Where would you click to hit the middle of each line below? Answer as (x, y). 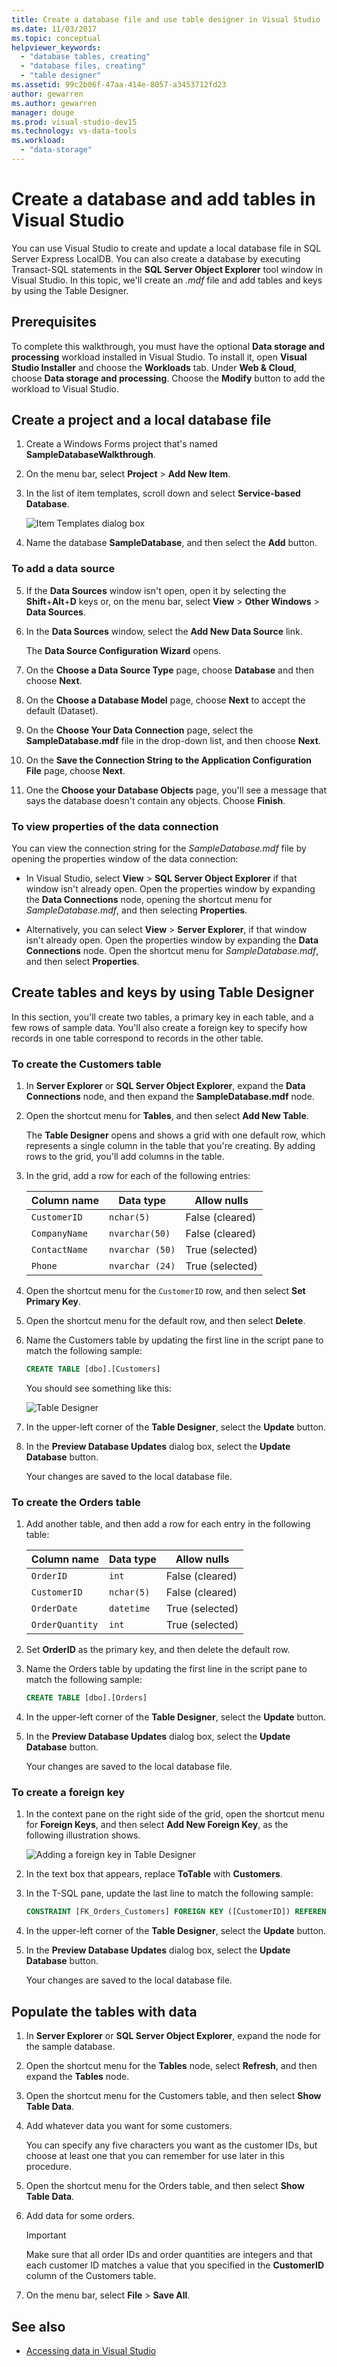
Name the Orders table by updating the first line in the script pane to (166, 1669)
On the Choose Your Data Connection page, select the (139, 730)
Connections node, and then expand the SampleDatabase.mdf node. (170, 1097)
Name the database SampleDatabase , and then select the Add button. (171, 543)
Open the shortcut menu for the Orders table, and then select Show (165, 2186)
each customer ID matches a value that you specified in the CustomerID (175, 2265)
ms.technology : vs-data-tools (74, 131)
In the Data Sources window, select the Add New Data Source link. (164, 631)
